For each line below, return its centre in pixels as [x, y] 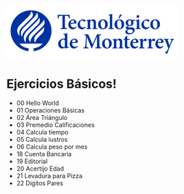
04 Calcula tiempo [42, 132]
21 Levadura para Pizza [49, 175]
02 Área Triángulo [42, 117]
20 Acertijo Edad [40, 168]
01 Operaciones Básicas [50, 110]
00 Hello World [38, 103]
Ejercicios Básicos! [62, 84]
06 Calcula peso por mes [52, 147]
